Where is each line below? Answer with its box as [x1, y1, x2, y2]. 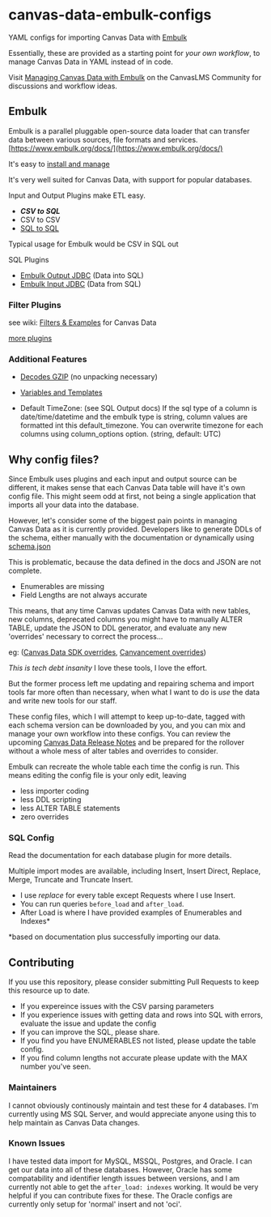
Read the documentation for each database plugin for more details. [8, 851, 232, 860]
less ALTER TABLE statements [19, 804, 121, 813]
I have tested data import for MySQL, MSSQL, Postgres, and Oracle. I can [8, 1156, 252, 1166]
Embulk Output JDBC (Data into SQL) [19, 270, 144, 280]
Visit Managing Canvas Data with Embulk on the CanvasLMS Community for [8, 72, 261, 82]
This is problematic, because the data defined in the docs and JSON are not [8, 557, 261, 567]
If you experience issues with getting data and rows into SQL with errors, [19, 1010, 263, 1020]
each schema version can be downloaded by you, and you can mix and [8, 720, 246, 730]
